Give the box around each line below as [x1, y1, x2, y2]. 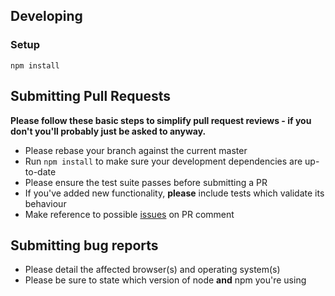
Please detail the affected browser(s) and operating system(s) [24, 264, 281, 276]
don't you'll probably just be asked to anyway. [10, 125, 207, 137]
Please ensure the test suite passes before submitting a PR [24, 176, 268, 188]
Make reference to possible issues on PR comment [24, 208, 235, 220]
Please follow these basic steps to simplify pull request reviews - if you [10, 114, 312, 126]
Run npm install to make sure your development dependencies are [24, 155, 303, 167]
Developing [10, 8, 83, 25]
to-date [24, 165, 57, 178]
